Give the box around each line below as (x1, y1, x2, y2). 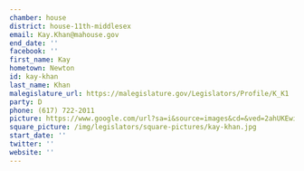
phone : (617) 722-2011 (9, 106, 95, 115)
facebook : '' (9, 47, 59, 56)
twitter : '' (9, 139, 54, 148)
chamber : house (9, 13, 67, 23)
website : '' (9, 147, 54, 157)
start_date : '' (9, 131, 67, 140)
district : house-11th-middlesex (9, 22, 131, 31)
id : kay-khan (9, 72, 59, 81)
